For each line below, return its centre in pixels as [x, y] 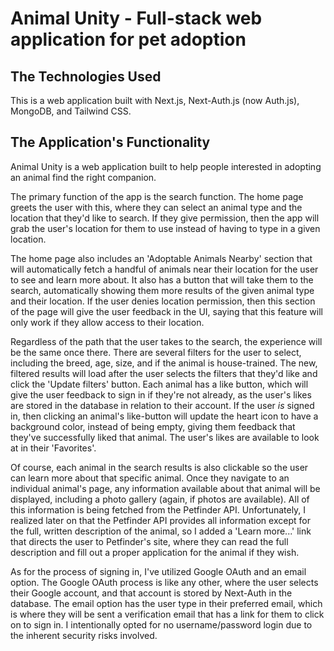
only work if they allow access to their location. [107, 322]
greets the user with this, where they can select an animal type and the [156, 207]
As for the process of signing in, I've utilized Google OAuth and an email [158, 571]
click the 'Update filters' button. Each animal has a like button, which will [159, 384]
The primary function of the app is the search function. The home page [157, 196]
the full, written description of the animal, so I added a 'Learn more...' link [161, 531]
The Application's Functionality [110, 142]
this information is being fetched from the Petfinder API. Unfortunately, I [158, 509]
